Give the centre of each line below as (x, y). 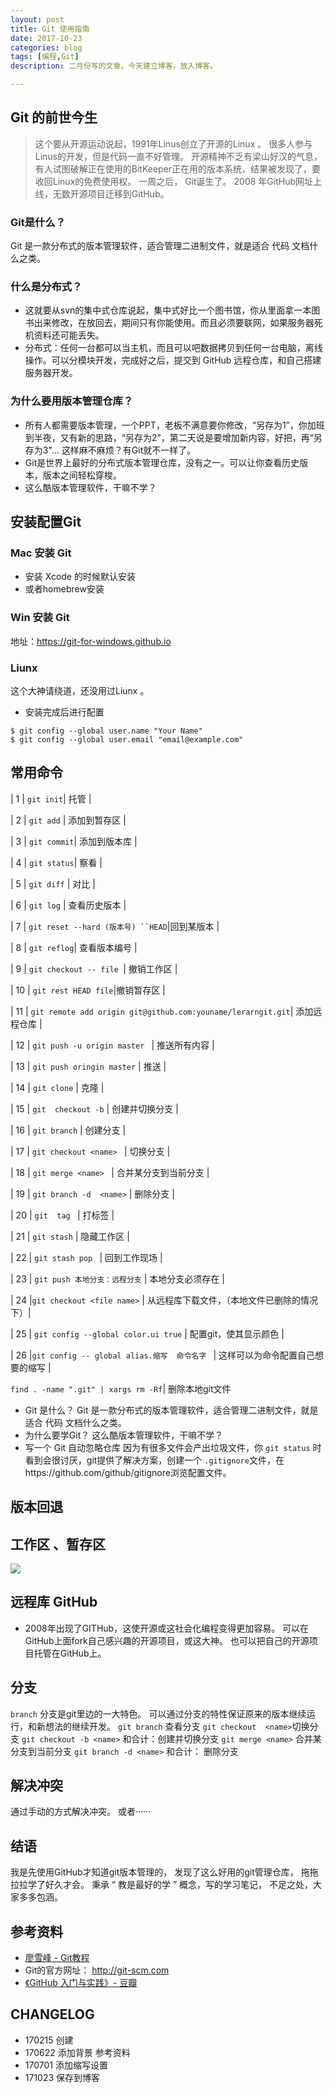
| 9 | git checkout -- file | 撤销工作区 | (94, 968)
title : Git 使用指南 (50, 29)
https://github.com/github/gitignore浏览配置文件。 (128, 1472)
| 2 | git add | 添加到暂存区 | (68, 820)
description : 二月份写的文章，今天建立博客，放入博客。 (114, 66)
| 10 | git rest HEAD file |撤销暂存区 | (88, 990)
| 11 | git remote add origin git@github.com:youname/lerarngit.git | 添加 (162, 1011)
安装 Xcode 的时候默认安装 (80, 577)
